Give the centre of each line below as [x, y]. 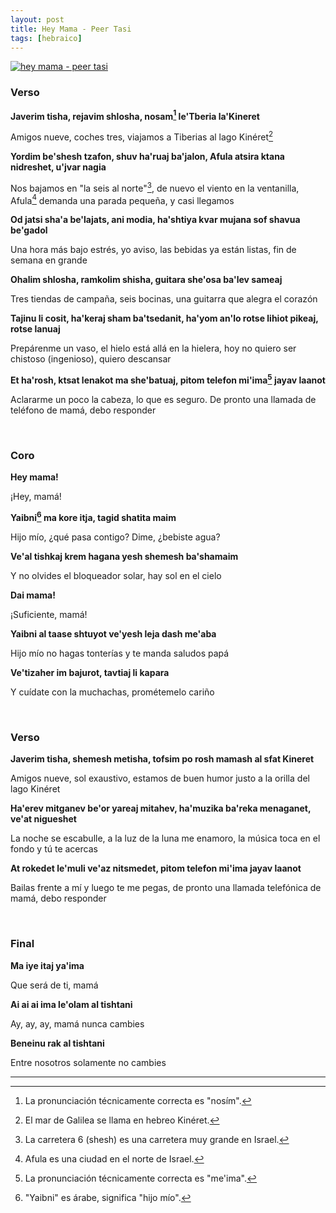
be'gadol [29, 230]
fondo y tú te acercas [54, 849]
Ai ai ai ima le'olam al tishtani [71, 1004]
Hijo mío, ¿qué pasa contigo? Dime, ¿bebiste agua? [115, 537]
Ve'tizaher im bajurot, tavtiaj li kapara [90, 672]
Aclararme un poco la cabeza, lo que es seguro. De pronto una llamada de [163, 399]
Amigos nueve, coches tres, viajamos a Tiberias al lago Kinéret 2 [142, 136]
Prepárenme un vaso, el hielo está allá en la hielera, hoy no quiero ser [153, 348]
